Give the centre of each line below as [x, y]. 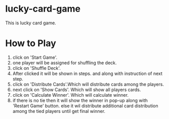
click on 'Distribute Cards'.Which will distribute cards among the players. [88, 84]
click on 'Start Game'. [35, 57]
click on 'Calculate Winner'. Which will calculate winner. [71, 95]
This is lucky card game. [31, 23]
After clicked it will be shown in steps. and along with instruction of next [88, 73]
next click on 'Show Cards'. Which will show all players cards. [77, 90]
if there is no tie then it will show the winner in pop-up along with [80, 100]
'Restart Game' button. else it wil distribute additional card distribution [85, 106]
